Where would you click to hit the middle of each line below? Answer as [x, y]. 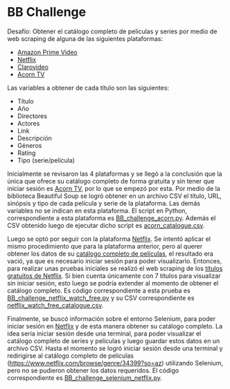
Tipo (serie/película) [46, 160]
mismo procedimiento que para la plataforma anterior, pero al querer [105, 246]
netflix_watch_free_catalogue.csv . [55, 305]
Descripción [34, 138]
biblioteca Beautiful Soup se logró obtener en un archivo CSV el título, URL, [114, 196]
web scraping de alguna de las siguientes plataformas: [85, 38]
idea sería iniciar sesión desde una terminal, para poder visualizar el [104, 333]
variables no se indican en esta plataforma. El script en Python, [97, 210]
